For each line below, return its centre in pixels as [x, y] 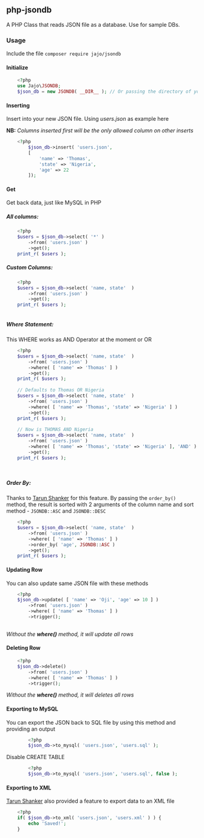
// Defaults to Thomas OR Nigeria [61, 390]
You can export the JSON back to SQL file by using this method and [91, 722]
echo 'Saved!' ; [47, 824]
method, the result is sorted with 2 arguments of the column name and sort [100, 505]
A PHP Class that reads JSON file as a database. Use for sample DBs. [93, 24]
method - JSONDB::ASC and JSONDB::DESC [56, 511]
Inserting [18, 105]
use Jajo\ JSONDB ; [39, 86]
